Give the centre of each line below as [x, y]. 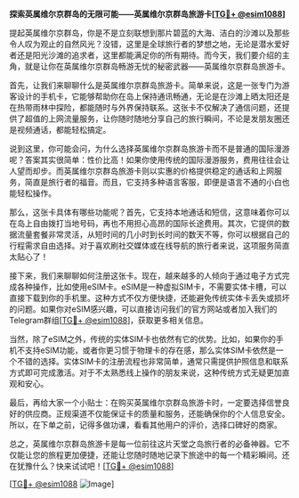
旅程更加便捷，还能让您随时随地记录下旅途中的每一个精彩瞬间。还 [169, 455]
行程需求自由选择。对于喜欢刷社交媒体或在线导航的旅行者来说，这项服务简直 [149, 245]
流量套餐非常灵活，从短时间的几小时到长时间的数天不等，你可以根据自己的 [153, 234]
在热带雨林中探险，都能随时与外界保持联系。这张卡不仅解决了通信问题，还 [145, 107]
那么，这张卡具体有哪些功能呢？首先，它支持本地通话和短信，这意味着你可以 [149, 212]
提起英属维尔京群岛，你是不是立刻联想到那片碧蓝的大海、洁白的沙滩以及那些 [149, 33]
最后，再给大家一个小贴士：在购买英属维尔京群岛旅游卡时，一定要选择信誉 [145, 403]
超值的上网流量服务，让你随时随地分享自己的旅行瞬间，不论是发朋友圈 [153, 118]
